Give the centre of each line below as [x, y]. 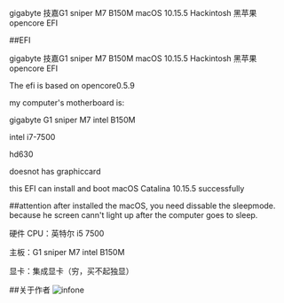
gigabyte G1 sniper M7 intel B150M [72, 120]
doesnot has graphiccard [55, 171]
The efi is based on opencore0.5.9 [72, 85]
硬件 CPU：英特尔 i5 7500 [57, 233]
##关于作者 [30, 290]
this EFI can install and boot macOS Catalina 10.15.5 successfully [127, 188]
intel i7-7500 [32, 137]
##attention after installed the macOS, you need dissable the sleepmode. [142, 206]
